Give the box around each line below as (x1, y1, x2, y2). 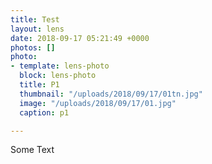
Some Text (10, 144, 55, 156)
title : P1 (19, 80, 60, 90)
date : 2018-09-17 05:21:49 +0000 (10, 33, 150, 43)
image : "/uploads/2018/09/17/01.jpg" (19, 98, 177, 108)
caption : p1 (19, 107, 70, 118)
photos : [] (10, 42, 56, 53)
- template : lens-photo (10, 61, 110, 71)
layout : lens (10, 24, 65, 34)
